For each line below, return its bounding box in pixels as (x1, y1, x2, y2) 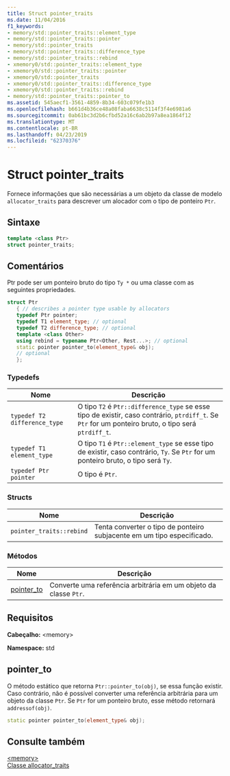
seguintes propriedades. (7, 286, 77, 294)
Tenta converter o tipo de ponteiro (94, 522, 205, 531)
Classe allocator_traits (7, 762, 70, 770)
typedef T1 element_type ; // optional (16, 318, 127, 326)
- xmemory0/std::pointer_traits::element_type (7, 61, 142, 68)
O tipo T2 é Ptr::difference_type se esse (77, 402, 210, 411)
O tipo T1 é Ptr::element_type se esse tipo (77, 439, 214, 448)
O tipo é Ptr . (77, 470, 118, 479)
